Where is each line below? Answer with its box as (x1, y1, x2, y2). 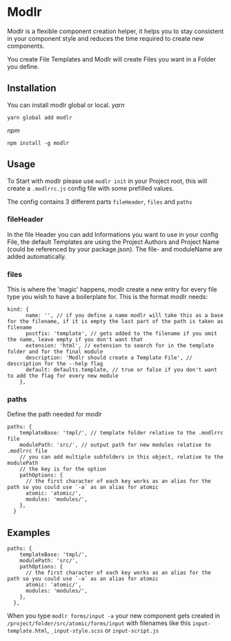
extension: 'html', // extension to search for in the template (25, 343, 214, 350)
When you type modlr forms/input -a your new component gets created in (7, 612, 221, 620)
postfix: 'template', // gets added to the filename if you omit (25, 330, 217, 337)
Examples (7, 526, 50, 539)
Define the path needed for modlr (7, 410, 102, 419)
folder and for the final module (7, 348, 103, 356)
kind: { (7, 306, 30, 313)
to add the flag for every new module (7, 372, 119, 380)
